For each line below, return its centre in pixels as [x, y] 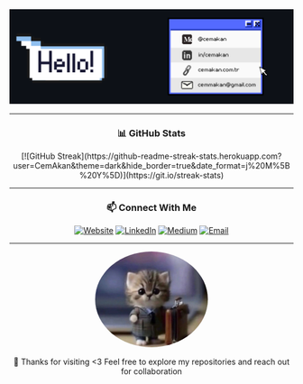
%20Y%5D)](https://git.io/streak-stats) [151, 176]
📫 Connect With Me [151, 208]
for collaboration [151, 371]
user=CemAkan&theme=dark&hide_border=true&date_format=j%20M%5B [151, 166]
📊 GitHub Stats [151, 133]
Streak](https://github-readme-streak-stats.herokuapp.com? [170, 156]
